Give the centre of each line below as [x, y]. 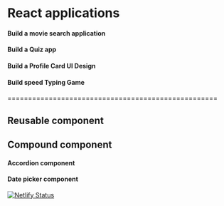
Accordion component [41, 163]
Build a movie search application [57, 33]
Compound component [60, 144]
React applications [64, 13]
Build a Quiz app [32, 50]
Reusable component [56, 120]
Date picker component [43, 179]
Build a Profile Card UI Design [52, 66]
